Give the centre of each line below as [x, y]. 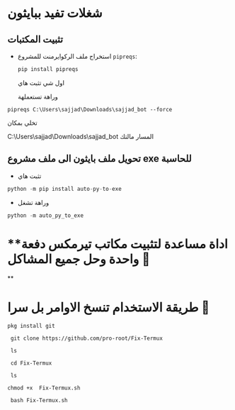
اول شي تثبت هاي [41, 82]
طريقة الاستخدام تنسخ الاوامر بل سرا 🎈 [109, 307]
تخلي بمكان [22, 123]
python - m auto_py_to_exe [45, 215]
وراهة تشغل [33, 202]
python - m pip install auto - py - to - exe [64, 189]
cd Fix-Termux [31, 363]
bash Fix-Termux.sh [39, 401]
